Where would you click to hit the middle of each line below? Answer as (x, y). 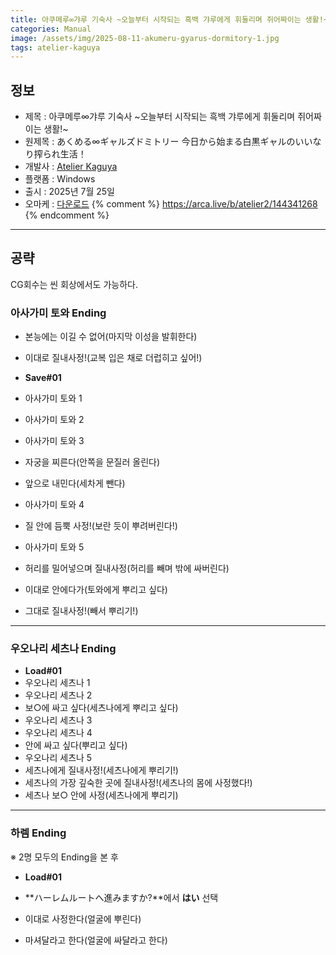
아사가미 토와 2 (54, 420)
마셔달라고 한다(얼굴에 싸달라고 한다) (96, 940)
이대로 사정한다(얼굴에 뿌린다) (83, 918)
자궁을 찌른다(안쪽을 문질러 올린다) (92, 462)
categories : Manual (51, 29)
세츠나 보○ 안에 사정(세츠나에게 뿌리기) (101, 795)
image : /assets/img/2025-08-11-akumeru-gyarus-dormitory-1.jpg (145, 38)
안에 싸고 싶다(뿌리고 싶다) (76, 745)
